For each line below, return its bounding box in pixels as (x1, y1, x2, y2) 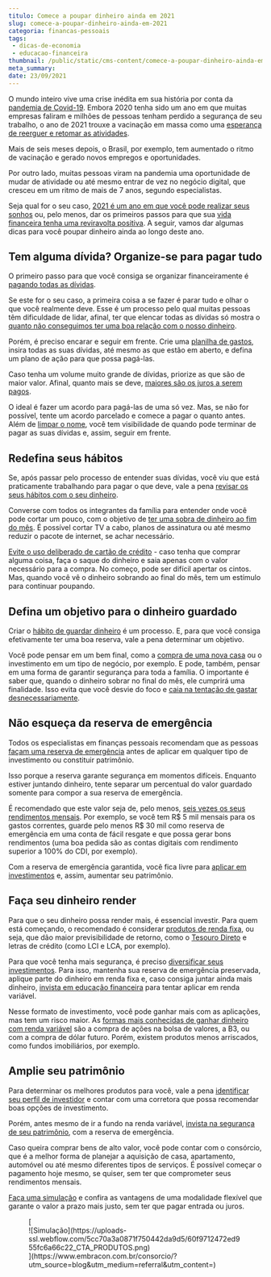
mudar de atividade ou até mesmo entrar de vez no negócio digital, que (8, 177, 246, 186)
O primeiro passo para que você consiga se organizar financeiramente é (8, 271, 249, 281)
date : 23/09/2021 (8, 72, 67, 80)
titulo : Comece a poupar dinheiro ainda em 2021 (8, 11, 175, 20)
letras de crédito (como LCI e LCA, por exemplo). (8, 941, 171, 950)
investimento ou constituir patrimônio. (8, 755, 135, 765)
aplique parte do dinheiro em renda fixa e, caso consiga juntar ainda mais (8, 974, 252, 983)
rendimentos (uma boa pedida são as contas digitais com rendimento (8, 837, 239, 847)
